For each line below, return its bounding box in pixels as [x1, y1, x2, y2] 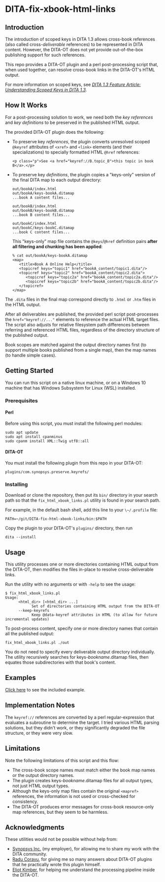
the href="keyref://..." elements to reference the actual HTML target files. [5, 316, 160, 322]
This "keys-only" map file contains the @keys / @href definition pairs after [12, 238, 158, 244]
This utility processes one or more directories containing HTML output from [5, 561, 159, 567]
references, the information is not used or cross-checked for [12, 793, 135, 799]
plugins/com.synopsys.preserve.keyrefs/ [5, 469, 90, 475]
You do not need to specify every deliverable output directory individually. [5, 649, 155, 655]
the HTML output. [5, 301, 41, 307]
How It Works [5, 101, 48, 110]
